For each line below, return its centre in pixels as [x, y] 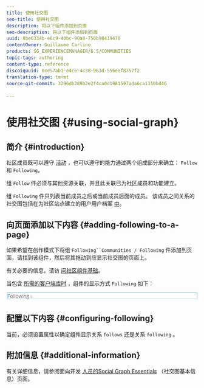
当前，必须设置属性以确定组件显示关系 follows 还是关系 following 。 [92, 334]
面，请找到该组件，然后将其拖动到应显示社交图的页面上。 [78, 257]
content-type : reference [38, 64]
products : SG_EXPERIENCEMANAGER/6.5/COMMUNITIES [69, 52]
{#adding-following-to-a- [129, 225]
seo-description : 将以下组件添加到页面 [52, 32]
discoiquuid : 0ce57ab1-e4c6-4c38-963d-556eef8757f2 [73, 71]
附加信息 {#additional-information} [73, 355]
